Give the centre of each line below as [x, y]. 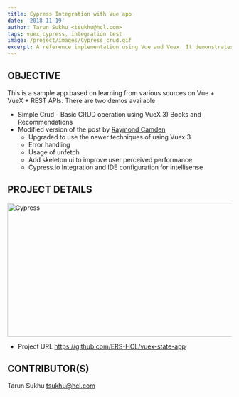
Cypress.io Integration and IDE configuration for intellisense [116, 167]
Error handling [49, 144]
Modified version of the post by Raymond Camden [91, 129]
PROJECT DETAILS [50, 190]
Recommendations [45, 122]
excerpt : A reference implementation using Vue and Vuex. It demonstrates [121, 47]
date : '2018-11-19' [36, 21]
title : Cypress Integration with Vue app [70, 14]
